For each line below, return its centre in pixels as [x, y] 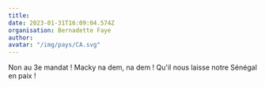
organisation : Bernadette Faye [60, 30]
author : [21, 38]
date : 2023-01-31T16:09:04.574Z [61, 23]
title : [19, 15]
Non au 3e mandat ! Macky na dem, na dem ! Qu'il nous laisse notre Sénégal [132, 67]
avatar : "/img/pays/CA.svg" [55, 45]
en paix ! [22, 76]
